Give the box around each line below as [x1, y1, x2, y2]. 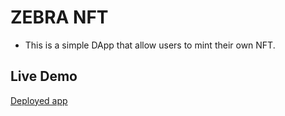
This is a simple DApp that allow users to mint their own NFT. [24, 39, 276, 51]
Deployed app [10, 94, 68, 106]
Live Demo [10, 68, 78, 85]
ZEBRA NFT [10, 6, 109, 29]
